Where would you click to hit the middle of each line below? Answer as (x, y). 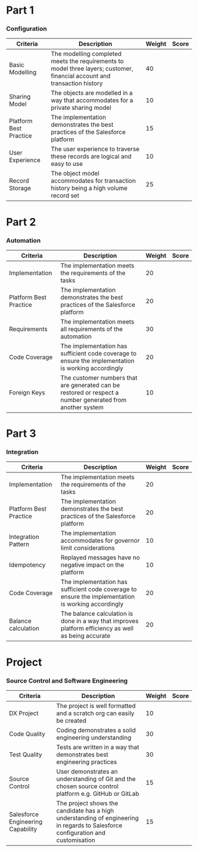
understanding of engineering (98, 818)
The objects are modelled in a (92, 93)
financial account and (81, 76)
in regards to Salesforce (89, 825)
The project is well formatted (96, 706)
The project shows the (87, 803)
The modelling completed (86, 54)
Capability (23, 829)
